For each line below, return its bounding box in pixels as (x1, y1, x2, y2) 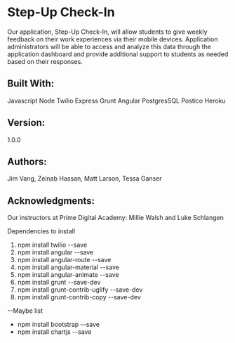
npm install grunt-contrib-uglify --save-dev (17, 285, 143, 294)
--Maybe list (7, 306, 43, 315)
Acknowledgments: (7, 195, 95, 207)
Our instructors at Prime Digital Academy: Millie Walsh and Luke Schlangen (7, 214, 224, 222)
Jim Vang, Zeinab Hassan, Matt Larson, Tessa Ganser (7, 174, 163, 183)
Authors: (7, 155, 47, 167)
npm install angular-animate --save (17, 271, 119, 279)
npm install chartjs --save (17, 328, 92, 336)
